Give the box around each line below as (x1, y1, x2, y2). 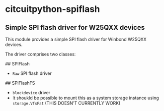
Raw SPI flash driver (12, 70, 52, 76)
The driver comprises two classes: (5, 51, 76, 57)
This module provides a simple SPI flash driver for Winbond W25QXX (5, 36, 147, 42)
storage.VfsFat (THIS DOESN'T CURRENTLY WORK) (12, 100, 121, 106)
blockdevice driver (12, 90, 51, 95)
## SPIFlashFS (5, 80, 35, 86)
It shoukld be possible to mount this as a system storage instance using (12, 95, 159, 101)
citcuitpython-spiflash (5, 3, 100, 15)
